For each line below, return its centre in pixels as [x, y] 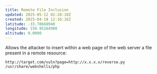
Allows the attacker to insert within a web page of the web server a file [79, 48]
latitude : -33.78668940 [30, 24]
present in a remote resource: [36, 53]
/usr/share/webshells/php [32, 66]
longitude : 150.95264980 [31, 29]
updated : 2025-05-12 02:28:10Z [38, 15]
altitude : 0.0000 [23, 33]
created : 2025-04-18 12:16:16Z [38, 19]
